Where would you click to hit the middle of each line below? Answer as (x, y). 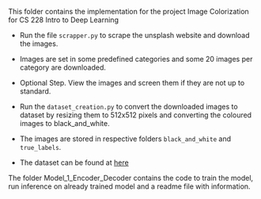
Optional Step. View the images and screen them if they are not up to (132, 83)
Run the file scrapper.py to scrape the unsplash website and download (135, 35)
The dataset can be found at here (74, 163)
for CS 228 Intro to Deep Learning (63, 20)
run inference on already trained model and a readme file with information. (129, 186)
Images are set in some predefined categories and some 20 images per (136, 59)
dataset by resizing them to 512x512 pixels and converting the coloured (135, 115)
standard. (35, 91)
